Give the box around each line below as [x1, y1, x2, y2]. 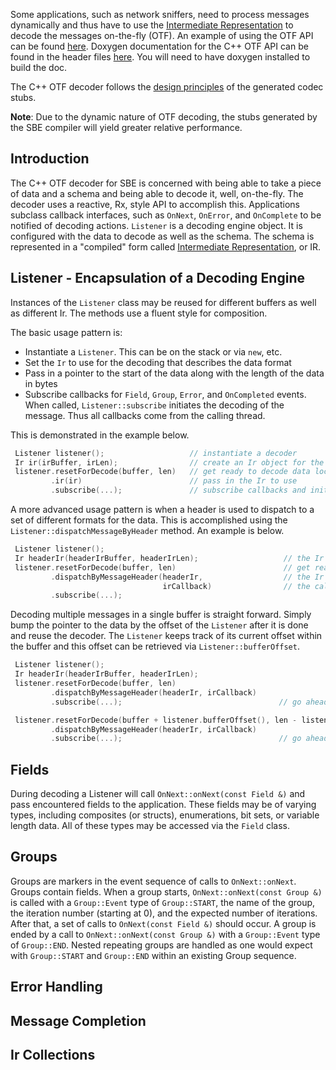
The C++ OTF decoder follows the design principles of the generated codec [10, 81, 324, 93]
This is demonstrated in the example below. [10, 429, 190, 441]
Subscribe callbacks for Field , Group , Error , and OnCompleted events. [24, 388, 307, 400]
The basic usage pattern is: [10, 326, 123, 338]
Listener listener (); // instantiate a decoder [14, 448, 298, 458]
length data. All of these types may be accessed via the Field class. [10, 820, 290, 832]
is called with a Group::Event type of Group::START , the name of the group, [10, 896, 316, 908]
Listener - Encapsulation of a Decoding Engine [10, 270, 305, 287]
